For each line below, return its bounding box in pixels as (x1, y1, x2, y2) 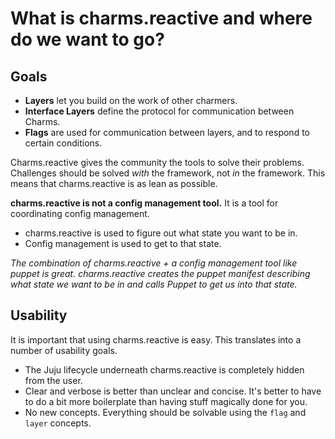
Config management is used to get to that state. (24, 238, 222, 249)
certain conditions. (24, 137, 103, 149)
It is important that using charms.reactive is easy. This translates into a (10, 333, 302, 346)
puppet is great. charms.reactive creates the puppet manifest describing (10, 268, 311, 279)
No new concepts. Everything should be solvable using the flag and (24, 406, 307, 418)
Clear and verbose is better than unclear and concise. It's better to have (24, 385, 322, 397)
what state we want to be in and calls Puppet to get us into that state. (10, 278, 298, 290)
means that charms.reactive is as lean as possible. (10, 178, 218, 189)
